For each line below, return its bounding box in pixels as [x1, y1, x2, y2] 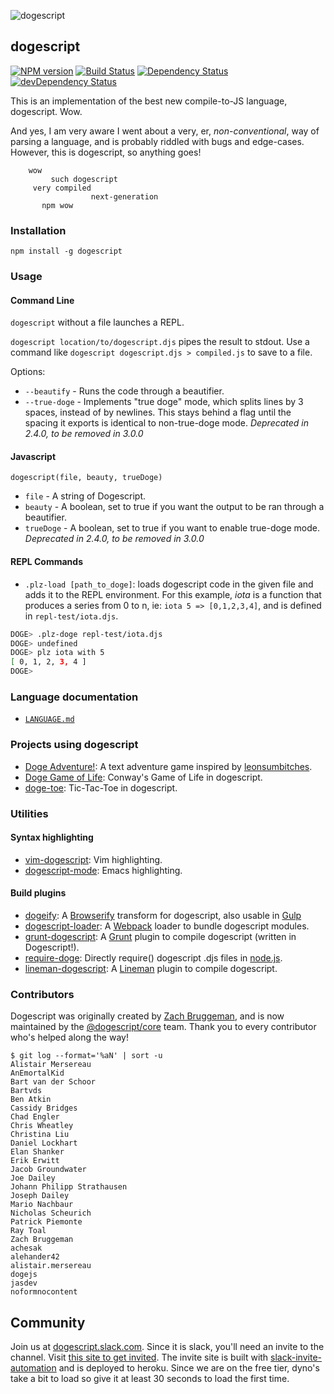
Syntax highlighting [10, 831, 94, 844]
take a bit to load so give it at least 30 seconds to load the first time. [10, 1373, 290, 1385]
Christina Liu [10, 1130, 70, 1140]
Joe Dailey [10, 1173, 56, 1184]
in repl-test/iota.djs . [24, 610, 119, 622]
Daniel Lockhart [10, 1138, 78, 1149]
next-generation [90, 191, 159, 202]
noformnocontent [10, 1287, 78, 1297]
